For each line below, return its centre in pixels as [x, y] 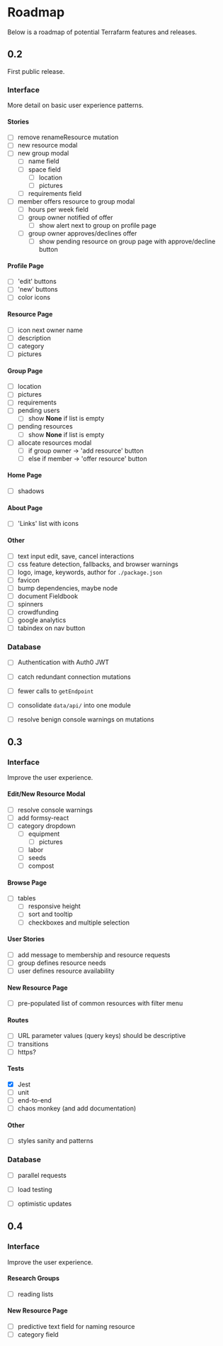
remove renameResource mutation [68, 137]
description [34, 338]
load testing [35, 1189]
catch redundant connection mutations [74, 677]
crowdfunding [38, 612]
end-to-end [34, 1100]
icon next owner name [50, 330]
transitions [33, 1044]
